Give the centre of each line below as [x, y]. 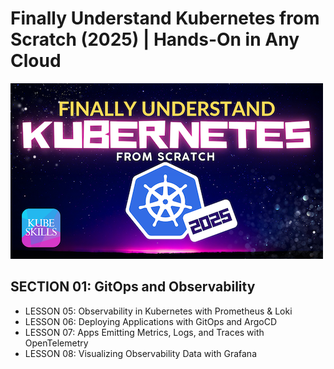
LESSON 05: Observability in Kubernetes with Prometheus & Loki [158, 311]
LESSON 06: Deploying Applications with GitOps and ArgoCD [151, 321]
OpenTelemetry [56, 343]
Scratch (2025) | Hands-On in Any [155, 39]
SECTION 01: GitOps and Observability [133, 287]
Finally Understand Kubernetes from [165, 18]
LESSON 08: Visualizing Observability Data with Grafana [140, 353]
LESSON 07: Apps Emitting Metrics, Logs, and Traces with [144, 332]
